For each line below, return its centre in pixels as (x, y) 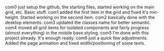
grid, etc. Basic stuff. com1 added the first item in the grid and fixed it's (77, 12)
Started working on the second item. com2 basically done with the (88, 17)
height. (12, 17)
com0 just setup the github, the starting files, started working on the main (80, 7)
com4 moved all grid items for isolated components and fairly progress (77, 28)
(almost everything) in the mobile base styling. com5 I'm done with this (77, 33)
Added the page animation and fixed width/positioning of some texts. (75, 43)
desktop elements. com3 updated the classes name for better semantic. (78, 22)
